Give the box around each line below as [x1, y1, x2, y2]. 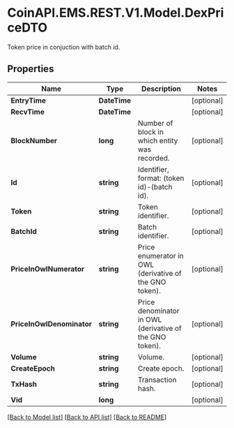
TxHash [10, 379, 37, 389]
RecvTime [10, 107, 45, 117]
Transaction [138, 375, 177, 385]
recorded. [138, 153, 170, 163]
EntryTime [10, 96, 47, 105]
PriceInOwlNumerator [10, 264, 85, 274]
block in [138, 127, 164, 137]
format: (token [138, 173, 185, 183]
